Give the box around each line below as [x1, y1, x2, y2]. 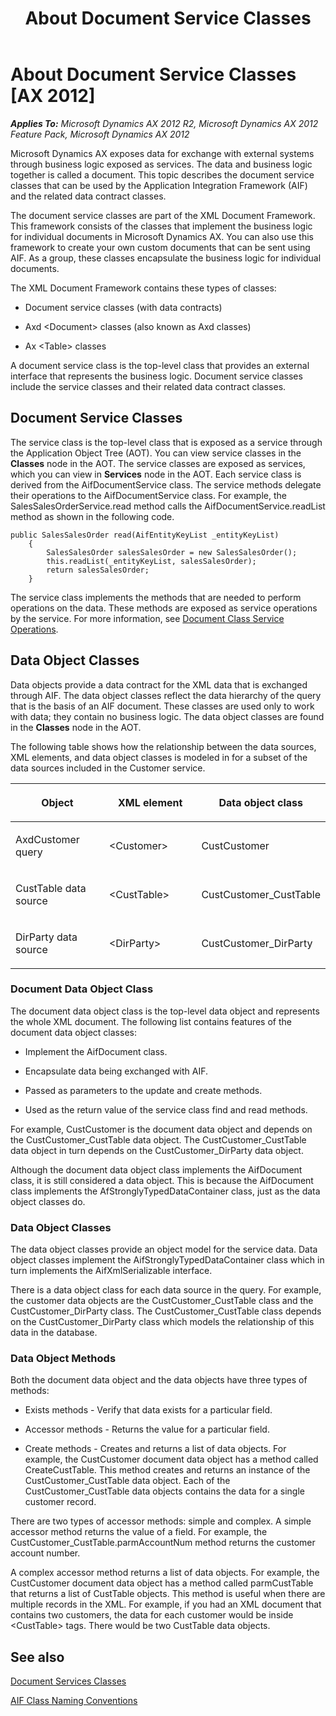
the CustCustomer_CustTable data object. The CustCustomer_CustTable [10, 1133, 307, 1146]
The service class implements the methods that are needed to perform [10, 591, 302, 603]
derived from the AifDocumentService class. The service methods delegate [10, 478, 322, 491]
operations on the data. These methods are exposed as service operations [10, 602, 318, 614]
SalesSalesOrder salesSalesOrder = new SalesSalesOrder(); [46, 547, 298, 557]
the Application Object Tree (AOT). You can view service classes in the [10, 447, 302, 459]
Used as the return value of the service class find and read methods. [24, 1103, 308, 1116]
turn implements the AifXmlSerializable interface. [10, 1265, 213, 1277]
